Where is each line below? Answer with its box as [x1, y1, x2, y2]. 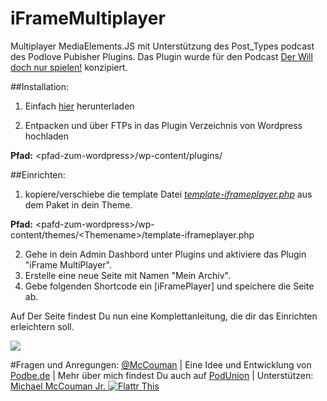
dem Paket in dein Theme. [24, 198, 133, 211]
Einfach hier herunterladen [24, 100, 135, 112]
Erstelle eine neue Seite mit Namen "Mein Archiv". [24, 269, 231, 281]
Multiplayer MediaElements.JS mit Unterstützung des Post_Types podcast [10, 40, 315, 52]
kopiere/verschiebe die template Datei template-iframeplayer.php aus [24, 188, 313, 200]
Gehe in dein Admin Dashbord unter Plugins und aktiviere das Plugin [24, 248, 307, 260]
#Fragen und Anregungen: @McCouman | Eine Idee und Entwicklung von [10, 358, 312, 371]
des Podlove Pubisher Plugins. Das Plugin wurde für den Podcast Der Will [10, 50, 313, 62]
